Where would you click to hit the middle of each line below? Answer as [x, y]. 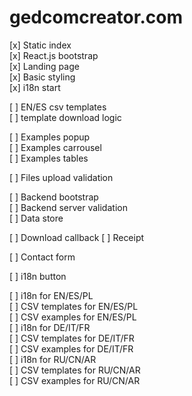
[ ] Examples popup [50, 137]
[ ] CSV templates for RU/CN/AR [75, 370]
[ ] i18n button [38, 276]
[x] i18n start [35, 87]
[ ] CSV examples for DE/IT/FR [71, 348]
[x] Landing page [44, 66]
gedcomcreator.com [96, 17]
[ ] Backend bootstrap [54, 197]
